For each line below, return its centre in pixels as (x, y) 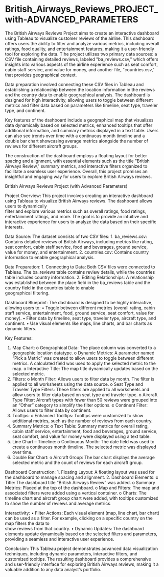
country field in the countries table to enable (50, 288)
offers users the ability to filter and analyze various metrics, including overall (82, 43)
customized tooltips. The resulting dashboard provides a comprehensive (78, 559)
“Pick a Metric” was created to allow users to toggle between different (83, 358)
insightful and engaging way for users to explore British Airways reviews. (79, 176)
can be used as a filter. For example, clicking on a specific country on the (79, 518)
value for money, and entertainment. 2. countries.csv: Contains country (77, 252)
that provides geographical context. (41, 75)
